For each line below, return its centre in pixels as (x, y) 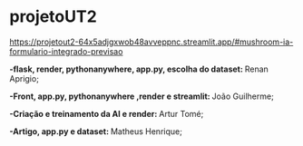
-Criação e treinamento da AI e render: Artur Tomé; (107, 113)
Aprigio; (24, 78)
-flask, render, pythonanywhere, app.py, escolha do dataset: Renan (139, 69)
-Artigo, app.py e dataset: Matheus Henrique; (96, 131)
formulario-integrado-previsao (66, 51)
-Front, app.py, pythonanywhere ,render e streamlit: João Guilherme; (142, 96)
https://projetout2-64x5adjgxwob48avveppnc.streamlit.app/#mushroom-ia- (151, 42)
